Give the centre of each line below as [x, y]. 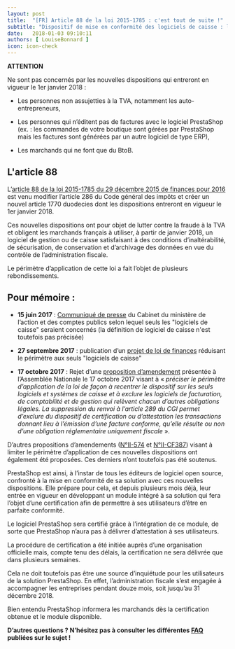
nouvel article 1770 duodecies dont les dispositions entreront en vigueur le [114, 204]
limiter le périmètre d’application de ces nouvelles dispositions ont [102, 452]
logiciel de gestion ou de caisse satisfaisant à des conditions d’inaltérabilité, [116, 239]
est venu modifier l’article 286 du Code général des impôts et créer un [108, 196]
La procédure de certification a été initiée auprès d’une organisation [105, 545]
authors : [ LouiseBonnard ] [48, 40]
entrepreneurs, [39, 108]
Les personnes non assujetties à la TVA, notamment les [97, 101]
